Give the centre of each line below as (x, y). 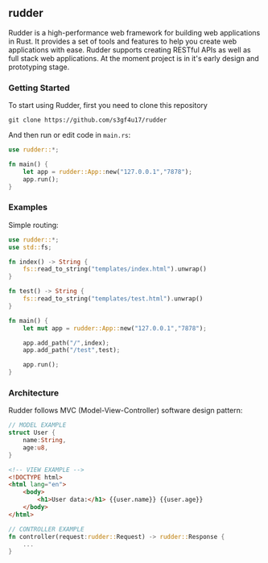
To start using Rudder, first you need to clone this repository (108, 106)
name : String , (45, 441)
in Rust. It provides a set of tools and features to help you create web (123, 41)
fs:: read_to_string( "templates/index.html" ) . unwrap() (115, 269)
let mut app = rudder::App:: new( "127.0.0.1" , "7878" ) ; (115, 328)
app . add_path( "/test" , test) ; (72, 350)
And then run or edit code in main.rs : (70, 135)
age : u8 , (35, 447)
